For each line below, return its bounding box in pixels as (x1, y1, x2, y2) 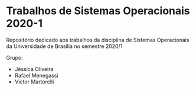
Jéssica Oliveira (14, 65, 54, 72)
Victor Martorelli (14, 78, 54, 85)
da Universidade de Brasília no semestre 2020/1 (6, 43, 123, 50)
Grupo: (6, 54, 23, 61)
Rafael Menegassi (14, 72, 58, 79)
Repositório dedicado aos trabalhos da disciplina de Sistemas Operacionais (6, 36, 190, 43)
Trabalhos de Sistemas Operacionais (6, 4, 190, 18)
